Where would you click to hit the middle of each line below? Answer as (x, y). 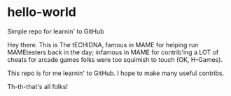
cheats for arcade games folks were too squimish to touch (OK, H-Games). (115, 59)
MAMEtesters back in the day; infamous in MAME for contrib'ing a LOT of (113, 52)
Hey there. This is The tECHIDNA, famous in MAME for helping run (103, 45)
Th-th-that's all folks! (38, 86)
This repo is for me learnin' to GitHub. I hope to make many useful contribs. (116, 73)
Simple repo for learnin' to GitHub (56, 31)
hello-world (42, 12)
